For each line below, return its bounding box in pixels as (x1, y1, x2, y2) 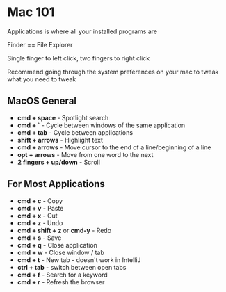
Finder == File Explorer (7, 40, 73, 49)
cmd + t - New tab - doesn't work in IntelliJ (17, 255, 141, 264)
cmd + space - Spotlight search (17, 113, 109, 122)
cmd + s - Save (17, 234, 62, 242)
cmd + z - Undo (17, 218, 63, 227)
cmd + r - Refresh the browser (17, 277, 105, 286)
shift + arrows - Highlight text (17, 136, 103, 144)
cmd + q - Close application (17, 241, 97, 249)
